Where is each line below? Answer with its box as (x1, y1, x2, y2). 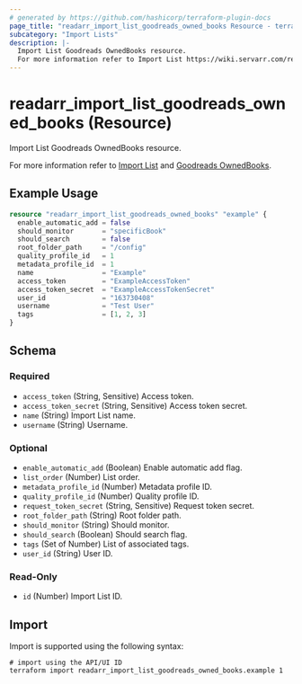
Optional (9, 441, 48, 454)
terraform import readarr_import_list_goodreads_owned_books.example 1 (9, 666, 283, 675)
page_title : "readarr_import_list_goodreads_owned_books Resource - (9, 22, 271, 31)
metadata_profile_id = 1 (17, 260, 115, 269)
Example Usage (9, 186, 99, 201)
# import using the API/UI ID (9, 658, 123, 668)
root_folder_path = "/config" (17, 244, 147, 253)
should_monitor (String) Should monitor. (22, 519, 170, 530)
